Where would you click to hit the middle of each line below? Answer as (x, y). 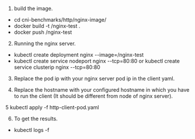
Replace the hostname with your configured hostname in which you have (102, 90)
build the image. (33, 8)
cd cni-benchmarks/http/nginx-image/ (60, 20)
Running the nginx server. (45, 44)
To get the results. (36, 119)
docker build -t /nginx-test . (47, 26)
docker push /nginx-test (43, 32)
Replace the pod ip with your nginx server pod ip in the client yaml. (94, 79)
